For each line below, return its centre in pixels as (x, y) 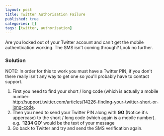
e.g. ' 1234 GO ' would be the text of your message (63, 123)
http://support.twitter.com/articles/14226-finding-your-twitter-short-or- (85, 102)
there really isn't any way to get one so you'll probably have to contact (77, 76)
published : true (22, 19)
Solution (16, 61)
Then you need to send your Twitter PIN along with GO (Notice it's (80, 113)
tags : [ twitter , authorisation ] (39, 28)
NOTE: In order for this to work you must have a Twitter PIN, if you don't (79, 71)
